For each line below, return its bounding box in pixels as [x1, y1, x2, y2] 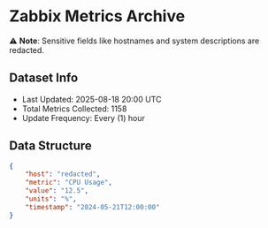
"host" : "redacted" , [25, 170, 101, 179]
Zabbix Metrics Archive [9, 6, 186, 27]
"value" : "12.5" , [25, 186, 89, 195]
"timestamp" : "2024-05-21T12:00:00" [25, 202, 161, 211]
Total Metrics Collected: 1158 [21, 103, 127, 114]
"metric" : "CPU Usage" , [25, 179, 113, 187]
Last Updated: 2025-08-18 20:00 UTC [21, 94, 162, 104]
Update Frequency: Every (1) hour [21, 112, 146, 123]
